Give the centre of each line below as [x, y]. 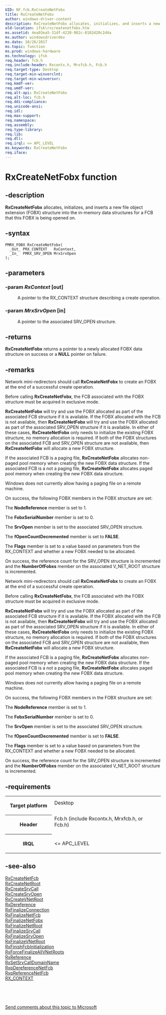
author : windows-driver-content [38, 19]
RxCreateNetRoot [23, 883]
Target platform [29, 805]
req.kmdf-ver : [20, 83]
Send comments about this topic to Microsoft [51, 1007]
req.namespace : [21, 120]
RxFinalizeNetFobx [24, 920]
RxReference [18, 957]
